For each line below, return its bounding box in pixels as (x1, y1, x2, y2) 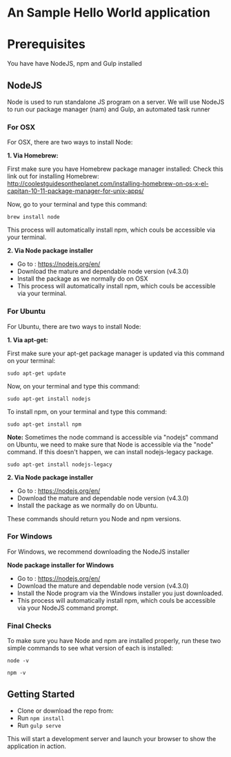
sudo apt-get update (7, 370, 67, 377)
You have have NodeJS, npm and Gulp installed (7, 59, 143, 68)
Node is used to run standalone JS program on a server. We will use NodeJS (7, 97, 225, 106)
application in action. (7, 742, 67, 750)
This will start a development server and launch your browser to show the (7, 734, 217, 742)
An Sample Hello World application (7, 5, 210, 21)
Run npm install (17, 713, 65, 722)
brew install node (7, 214, 60, 221)
